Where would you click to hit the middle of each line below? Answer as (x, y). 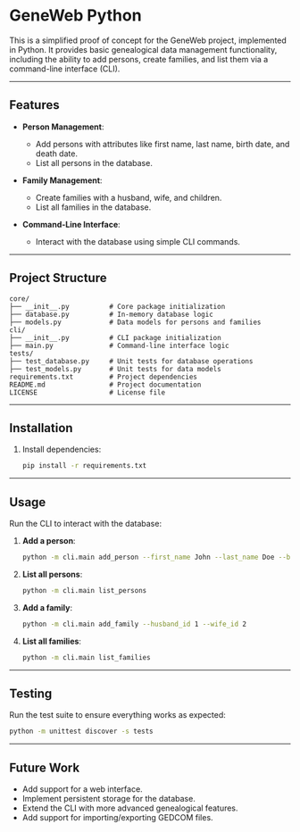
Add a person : (49, 541)
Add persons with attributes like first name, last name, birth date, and (162, 144)
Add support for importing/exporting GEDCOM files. (117, 818)
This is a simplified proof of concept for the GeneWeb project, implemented (148, 40)
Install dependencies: (62, 449)
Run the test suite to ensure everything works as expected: (117, 715)
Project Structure (58, 278)
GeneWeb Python (75, 16)
